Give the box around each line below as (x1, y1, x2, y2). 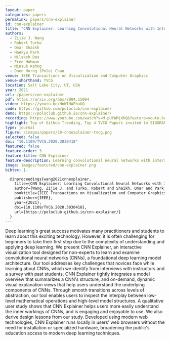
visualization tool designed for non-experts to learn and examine (5, 249, 140, 255)
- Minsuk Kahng (10, 64, 42, 69)
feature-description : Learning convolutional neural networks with (5, 158, 151, 163)
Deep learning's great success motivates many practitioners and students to (5, 228, 164, 234)
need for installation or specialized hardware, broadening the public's (5, 325, 150, 331)
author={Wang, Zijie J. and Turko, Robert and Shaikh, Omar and (14, 186, 153, 191)
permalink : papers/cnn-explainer (5, 17, 76, 22)
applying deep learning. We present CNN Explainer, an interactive (5, 244, 142, 250)
